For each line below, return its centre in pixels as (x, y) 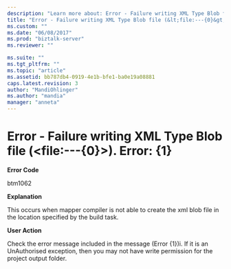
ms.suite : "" (26, 58)
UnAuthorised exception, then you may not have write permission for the (110, 250)
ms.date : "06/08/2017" (40, 33)
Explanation (25, 196)
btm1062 (20, 183)
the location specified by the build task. (63, 217)
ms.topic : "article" (37, 70)
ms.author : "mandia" (37, 96)
